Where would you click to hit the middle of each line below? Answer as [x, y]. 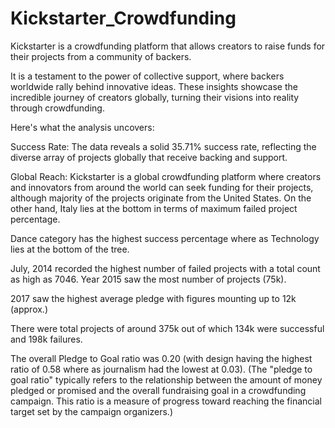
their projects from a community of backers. [101, 56]
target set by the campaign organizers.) [91, 411]
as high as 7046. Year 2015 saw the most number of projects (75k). [148, 279]
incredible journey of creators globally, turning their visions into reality [155, 97]
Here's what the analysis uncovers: [82, 127]
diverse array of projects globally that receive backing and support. [149, 157]
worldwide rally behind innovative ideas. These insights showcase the [154, 86]
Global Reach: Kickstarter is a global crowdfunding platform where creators [166, 176]
